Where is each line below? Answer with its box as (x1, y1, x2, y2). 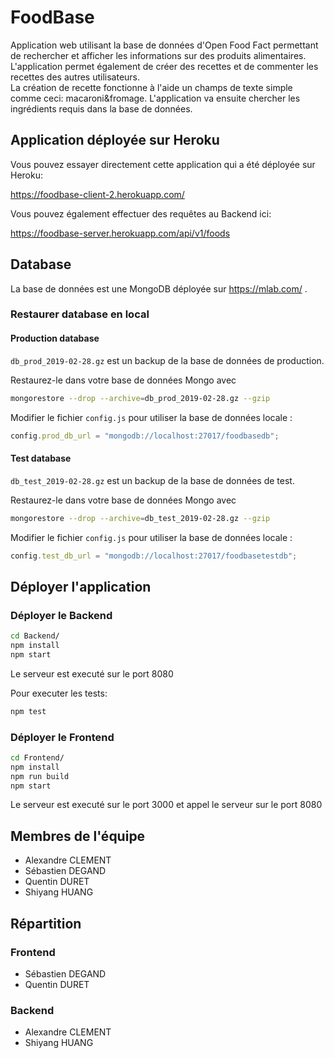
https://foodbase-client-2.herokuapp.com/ (10, 188, 185, 200)
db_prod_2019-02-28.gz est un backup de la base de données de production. (10, 354, 325, 366)
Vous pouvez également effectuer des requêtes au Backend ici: (10, 207, 272, 220)
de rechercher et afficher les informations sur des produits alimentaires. (10, 49, 307, 61)
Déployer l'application (10, 578, 152, 595)
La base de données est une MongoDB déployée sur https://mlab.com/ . (10, 282, 308, 295)
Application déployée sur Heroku (10, 132, 220, 149)
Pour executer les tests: (10, 687, 108, 699)
